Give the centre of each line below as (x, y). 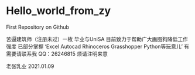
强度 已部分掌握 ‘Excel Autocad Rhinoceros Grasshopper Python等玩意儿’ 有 (97, 46)
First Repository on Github (37, 27)
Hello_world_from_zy (59, 11)
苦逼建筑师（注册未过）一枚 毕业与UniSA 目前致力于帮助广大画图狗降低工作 (97, 39)
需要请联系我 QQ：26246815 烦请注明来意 (57, 53)
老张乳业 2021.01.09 (30, 66)
